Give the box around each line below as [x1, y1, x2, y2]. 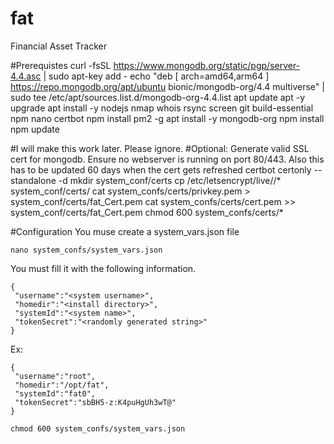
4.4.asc [10, 70, 42, 82]
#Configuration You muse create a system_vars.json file [10, 225, 240, 237]
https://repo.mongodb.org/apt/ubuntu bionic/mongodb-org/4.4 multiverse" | [10, 80, 325, 92]
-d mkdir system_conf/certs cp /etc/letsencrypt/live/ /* [58, 174, 282, 186]
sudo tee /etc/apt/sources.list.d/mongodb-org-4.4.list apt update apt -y [10, 91, 306, 103]
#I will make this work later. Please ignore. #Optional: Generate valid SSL [10, 142, 310, 154]
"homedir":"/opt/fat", [14, 380, 110, 390]
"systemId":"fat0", [14, 388, 97, 399]
